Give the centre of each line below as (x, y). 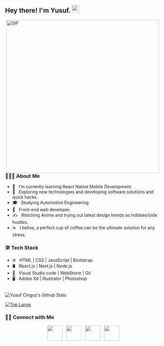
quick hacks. (25, 197)
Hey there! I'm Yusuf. (38, 11)
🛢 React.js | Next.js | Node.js (42, 266)
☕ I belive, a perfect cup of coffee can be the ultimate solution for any (83, 228)
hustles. (20, 222)
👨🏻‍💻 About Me (22, 176)
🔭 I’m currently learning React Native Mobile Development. (72, 187)
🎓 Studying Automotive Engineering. (51, 203)
